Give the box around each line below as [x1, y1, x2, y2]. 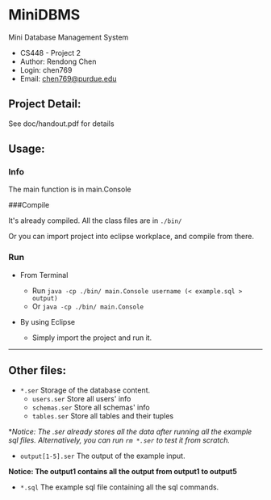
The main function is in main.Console [8, 184, 131, 195]
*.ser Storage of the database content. [19, 385, 151, 395]
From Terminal [19, 270, 69, 279]
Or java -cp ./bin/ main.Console [31, 301, 144, 311]
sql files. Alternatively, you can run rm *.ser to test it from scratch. [8, 435, 231, 445]
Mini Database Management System [8, 32, 129, 42]
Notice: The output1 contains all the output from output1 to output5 [8, 466, 238, 476]
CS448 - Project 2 [19, 48, 81, 57]
